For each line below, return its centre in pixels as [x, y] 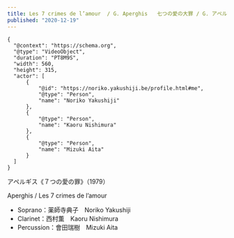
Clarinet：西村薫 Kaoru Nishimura [68, 218]
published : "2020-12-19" [43, 20]
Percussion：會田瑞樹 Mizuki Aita [68, 227]
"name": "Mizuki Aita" [71, 149]
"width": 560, [34, 64]
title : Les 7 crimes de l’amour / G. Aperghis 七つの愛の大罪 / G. [108, 14]
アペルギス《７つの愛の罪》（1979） [58, 181]
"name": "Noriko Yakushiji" [79, 101]
